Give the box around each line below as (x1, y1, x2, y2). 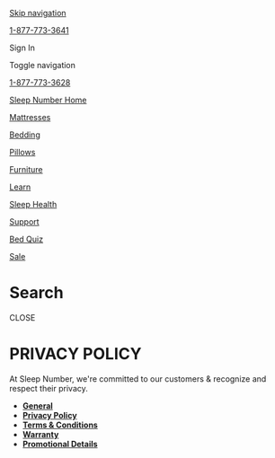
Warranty (22, 428, 59, 439)
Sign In (9, 42, 36, 53)
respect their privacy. (9, 383, 88, 393)
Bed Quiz (9, 233, 43, 244)
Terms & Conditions (22, 419, 99, 430)
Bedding (9, 129, 40, 140)
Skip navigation (9, 8, 67, 18)
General (22, 400, 54, 411)
